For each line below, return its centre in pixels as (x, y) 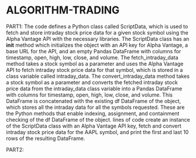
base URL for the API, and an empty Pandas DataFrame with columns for (94, 51)
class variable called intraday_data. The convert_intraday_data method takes (98, 76)
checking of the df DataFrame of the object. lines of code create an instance (98, 119)
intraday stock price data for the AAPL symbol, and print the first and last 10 (97, 132)
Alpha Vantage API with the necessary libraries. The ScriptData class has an (98, 39)
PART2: (15, 149)
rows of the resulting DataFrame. (46, 138)
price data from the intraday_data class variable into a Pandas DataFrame (94, 88)
